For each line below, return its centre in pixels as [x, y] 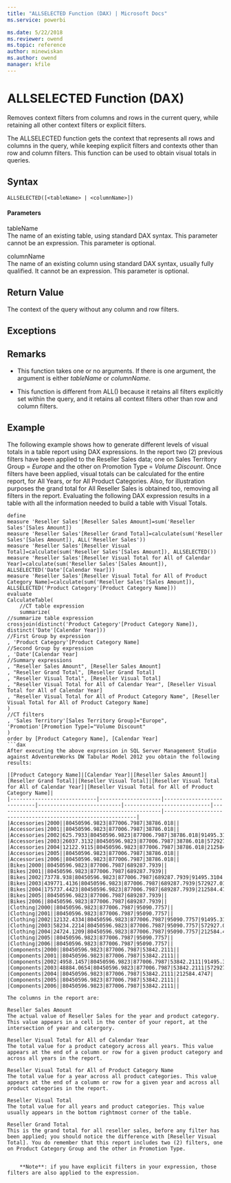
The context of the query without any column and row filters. [93, 309]
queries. [19, 160]
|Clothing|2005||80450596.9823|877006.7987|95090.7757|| [90, 938]
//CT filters [26, 714]
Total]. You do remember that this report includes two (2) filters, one [115, 1142]
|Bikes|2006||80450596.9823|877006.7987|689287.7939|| [87, 901]
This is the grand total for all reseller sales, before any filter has [113, 1131]
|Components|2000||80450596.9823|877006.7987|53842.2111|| [93, 949]
